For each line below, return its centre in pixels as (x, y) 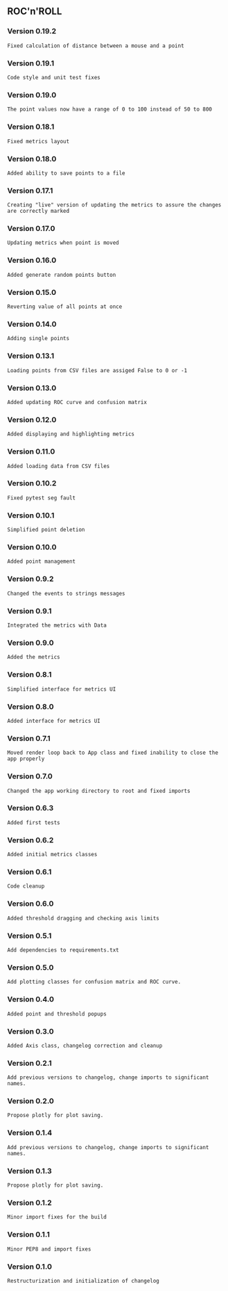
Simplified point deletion (46, 530)
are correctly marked (38, 211)
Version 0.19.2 (32, 31)
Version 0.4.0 (30, 1000)
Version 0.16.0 (32, 260)
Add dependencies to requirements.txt (63, 950)
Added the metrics (34, 657)
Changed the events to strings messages (67, 593)
